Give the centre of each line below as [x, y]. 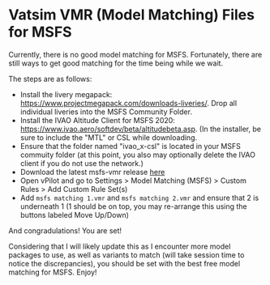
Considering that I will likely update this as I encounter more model [120, 246]
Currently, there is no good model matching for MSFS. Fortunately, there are [135, 54]
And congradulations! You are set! [65, 230]
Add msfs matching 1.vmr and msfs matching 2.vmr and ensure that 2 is [139, 198]
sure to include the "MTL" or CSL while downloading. [109, 137]
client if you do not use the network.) [82, 163]
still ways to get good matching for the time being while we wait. [116, 63]
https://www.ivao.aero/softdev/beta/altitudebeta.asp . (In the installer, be [141, 129]
